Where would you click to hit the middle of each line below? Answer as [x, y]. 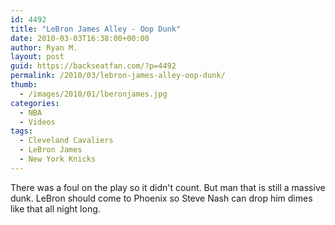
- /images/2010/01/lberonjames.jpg [93, 94]
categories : [35, 103]
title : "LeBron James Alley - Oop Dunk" [96, 29]
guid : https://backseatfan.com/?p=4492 [93, 66]
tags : [21, 131]
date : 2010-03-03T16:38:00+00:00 [80, 38]
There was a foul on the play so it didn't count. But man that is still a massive [168, 187]
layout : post [37, 57]
